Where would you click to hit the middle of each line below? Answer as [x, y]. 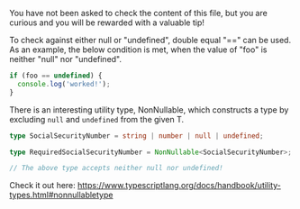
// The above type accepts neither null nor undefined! [116, 168]
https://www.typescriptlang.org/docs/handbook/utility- [180, 186]
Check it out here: [43, 186]
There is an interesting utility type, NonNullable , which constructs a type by [149, 109]
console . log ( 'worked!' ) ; [64, 84]
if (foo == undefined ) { [56, 76]
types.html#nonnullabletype [61, 195]
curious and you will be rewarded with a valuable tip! [107, 23]
